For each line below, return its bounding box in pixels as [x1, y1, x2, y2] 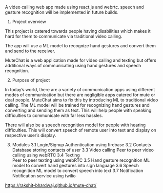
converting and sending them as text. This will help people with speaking [5, 107, 152, 113]
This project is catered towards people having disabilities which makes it [5, 28, 151, 34]
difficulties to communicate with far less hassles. [5, 113, 103, 118]
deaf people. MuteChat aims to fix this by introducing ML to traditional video [5, 97, 158, 103]
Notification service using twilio [12, 173, 76, 178]
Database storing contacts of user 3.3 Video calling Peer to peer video [12, 147, 154, 153]
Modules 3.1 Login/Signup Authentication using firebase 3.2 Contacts [12, 142, 151, 148]
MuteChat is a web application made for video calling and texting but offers [5, 58, 157, 63]
